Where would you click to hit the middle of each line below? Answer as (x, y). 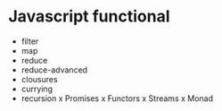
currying (37, 89)
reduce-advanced (54, 70)
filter (30, 41)
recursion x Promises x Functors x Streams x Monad (117, 98)
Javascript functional (89, 17)
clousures (40, 79)
